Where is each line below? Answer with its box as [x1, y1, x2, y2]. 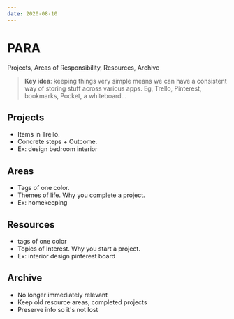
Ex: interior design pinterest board [17, 252, 116, 260]
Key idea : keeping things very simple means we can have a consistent [24, 77, 227, 85]
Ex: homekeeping [17, 199, 68, 207]
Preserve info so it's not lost [17, 305, 98, 313]
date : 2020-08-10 [7, 10, 58, 17]
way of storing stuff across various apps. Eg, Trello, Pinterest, [24, 84, 202, 93]
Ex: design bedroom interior [17, 145, 98, 153]
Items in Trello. [17, 130, 61, 139]
